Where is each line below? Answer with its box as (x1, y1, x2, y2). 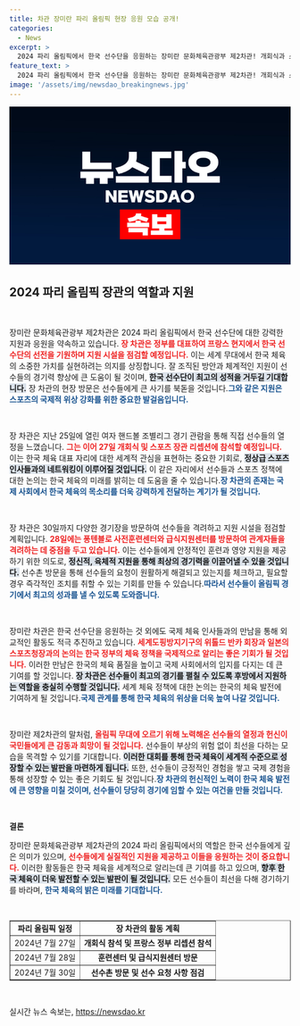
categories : (9, 23, 54, 33)
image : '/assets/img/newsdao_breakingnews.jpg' (9, 80, 190, 89)
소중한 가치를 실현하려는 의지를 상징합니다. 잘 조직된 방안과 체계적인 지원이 (18, 361, 279, 371)
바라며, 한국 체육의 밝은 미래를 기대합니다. (18, 885, 163, 896)
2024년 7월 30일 (14, 967, 76, 978)
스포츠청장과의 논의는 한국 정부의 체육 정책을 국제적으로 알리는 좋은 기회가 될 (9, 648, 273, 659)
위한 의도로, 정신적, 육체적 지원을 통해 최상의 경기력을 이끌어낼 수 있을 (25, 556, 266, 567)
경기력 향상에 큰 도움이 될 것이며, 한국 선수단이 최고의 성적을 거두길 (32, 371, 265, 383)
